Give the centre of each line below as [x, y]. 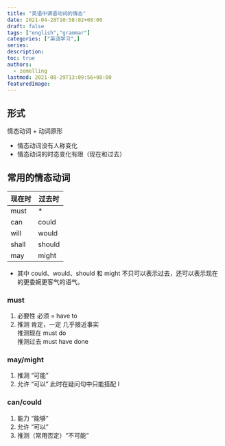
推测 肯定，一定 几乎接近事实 [58, 325]
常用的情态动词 [39, 178]
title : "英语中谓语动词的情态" [47, 13]
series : [18, 45]
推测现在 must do [42, 333]
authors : [20, 64]
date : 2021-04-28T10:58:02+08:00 [55, 20]
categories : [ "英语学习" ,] [44, 39]
